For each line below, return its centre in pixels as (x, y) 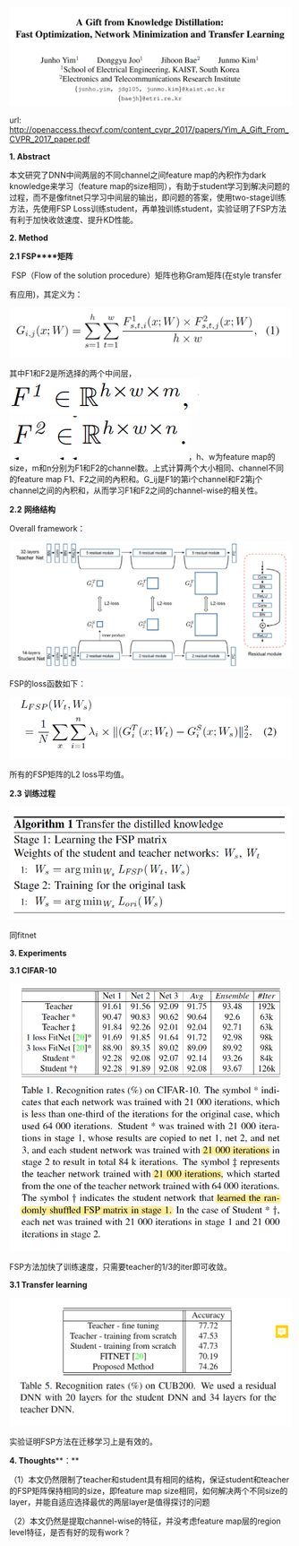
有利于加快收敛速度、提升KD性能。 (74, 220)
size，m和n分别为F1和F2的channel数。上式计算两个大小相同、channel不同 (147, 468)
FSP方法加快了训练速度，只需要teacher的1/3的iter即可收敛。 (121, 1266)
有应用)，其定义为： (46, 295)
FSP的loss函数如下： (48, 683)
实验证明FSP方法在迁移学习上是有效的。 (84, 1442)
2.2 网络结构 (33, 510)
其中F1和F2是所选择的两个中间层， (73, 374)
